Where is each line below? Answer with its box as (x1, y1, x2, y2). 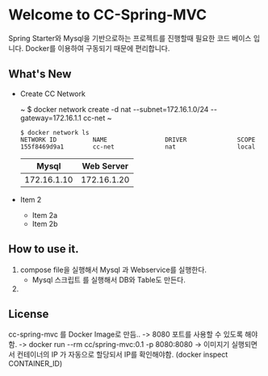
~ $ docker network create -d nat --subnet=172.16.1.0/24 (19, 104, 209, 114)
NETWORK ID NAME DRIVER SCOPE (19, 136, 256, 144)
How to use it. (8, 242, 79, 256)
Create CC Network (19, 89, 86, 98)
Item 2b (31, 219, 58, 228)
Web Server (82, 160, 129, 171)
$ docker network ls (19, 128, 90, 136)
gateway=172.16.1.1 (19, 113, 82, 123)
